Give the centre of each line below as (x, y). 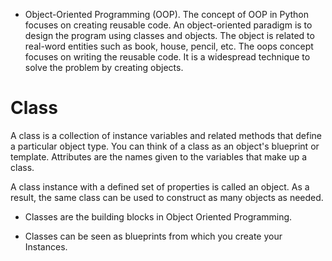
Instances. (46, 246)
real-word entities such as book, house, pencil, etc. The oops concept (169, 46)
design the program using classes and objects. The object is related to (169, 35)
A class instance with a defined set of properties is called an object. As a (160, 186)
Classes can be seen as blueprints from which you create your (153, 236)
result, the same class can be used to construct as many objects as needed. (167, 197)
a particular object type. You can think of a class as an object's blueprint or (165, 146)
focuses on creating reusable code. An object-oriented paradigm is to (168, 25)
